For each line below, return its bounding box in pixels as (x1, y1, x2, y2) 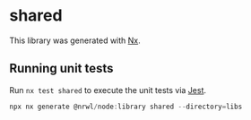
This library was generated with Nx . (9, 35, 141, 46)
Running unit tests (9, 61, 114, 76)
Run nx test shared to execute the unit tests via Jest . (9, 84, 207, 95)
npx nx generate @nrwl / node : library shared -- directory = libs (9, 102, 243, 111)
